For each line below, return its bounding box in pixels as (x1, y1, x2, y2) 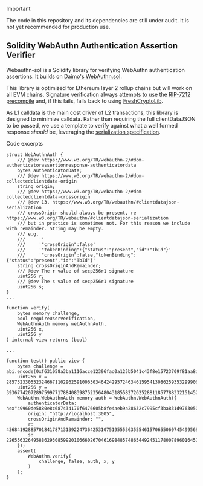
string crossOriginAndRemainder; (17, 262, 101, 268)
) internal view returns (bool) (6, 337, 88, 343)
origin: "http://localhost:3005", (28, 410, 115, 416)
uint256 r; (17, 273, 45, 279)
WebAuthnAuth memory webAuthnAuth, (17, 320, 107, 327)
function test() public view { (6, 358, 85, 364)
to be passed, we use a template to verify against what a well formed (6, 121, 178, 129)
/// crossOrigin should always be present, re (17, 210, 137, 216)
